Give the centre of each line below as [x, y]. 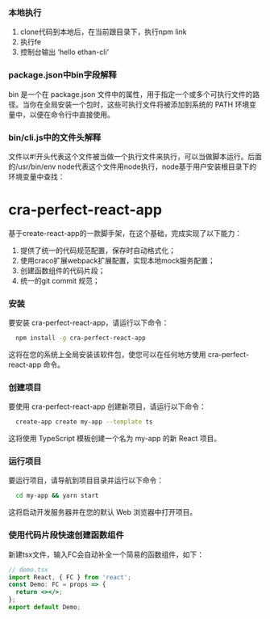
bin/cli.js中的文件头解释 [55, 137]
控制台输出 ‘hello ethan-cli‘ [64, 52]
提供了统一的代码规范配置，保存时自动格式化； [98, 250]
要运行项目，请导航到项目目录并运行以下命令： [86, 480]
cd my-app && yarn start [57, 496]
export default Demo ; [45, 608]
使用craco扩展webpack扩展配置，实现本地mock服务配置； [117, 260]
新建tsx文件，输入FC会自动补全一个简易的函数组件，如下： [106, 554]
